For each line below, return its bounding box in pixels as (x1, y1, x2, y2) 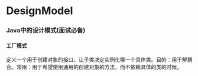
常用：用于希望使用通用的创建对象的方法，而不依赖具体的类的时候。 (16, 64, 182, 71)
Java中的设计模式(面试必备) (6, 27, 86, 35)
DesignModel (6, 4, 73, 18)
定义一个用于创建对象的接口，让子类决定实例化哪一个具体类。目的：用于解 (6, 56, 187, 63)
